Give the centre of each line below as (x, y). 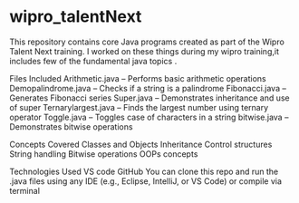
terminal (25, 190)
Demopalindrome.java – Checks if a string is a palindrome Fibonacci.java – (148, 88)
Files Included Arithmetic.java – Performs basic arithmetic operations (138, 78)
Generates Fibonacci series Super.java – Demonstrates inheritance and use (149, 98)
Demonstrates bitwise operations (71, 126)
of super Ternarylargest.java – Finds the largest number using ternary (139, 107)
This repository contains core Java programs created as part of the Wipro (147, 42)
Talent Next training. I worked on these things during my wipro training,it (144, 51)
